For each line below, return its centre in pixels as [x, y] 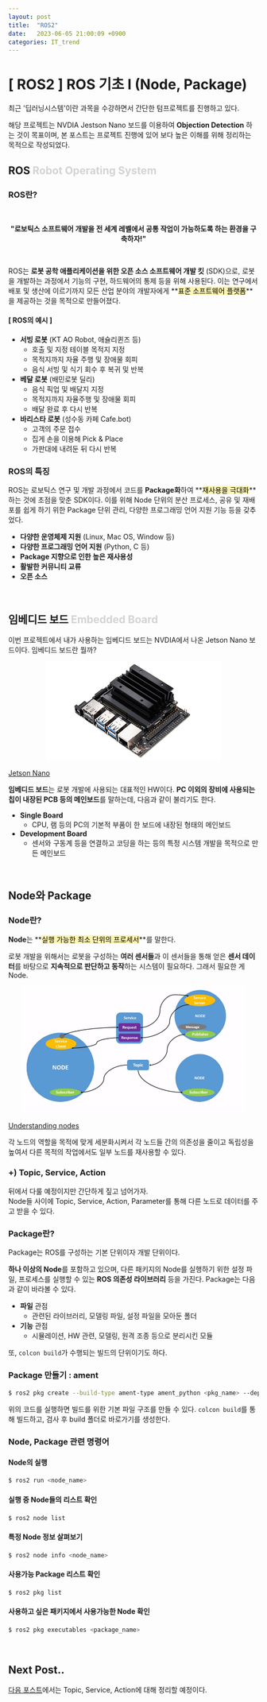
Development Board [53, 834]
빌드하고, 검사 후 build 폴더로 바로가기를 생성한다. [93, 1419]
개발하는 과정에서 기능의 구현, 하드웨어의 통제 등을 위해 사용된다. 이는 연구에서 [137, 280]
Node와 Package [50, 896]
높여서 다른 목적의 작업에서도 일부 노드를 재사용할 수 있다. [97, 1151]
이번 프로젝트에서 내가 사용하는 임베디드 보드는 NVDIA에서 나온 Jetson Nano [128, 640]
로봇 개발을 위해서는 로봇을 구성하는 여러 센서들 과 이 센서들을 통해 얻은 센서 [124, 956]
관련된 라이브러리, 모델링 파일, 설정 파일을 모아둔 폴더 [114, 1316]
